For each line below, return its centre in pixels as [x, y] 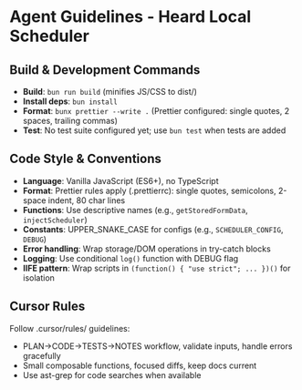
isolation [38, 277]
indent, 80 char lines [87, 200]
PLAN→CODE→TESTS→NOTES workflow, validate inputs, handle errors [157, 346]
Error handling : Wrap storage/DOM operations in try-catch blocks [146, 249]
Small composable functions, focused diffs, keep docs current [140, 365]
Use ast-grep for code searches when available [112, 375]
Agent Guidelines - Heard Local [130, 17]
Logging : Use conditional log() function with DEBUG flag [130, 258]
